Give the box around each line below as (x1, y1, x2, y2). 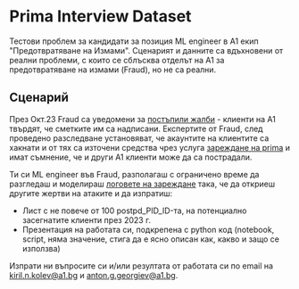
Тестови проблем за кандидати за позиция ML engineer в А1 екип (9, 36, 259, 46)
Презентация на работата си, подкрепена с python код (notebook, (21, 224, 275, 235)
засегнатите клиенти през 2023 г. (21, 214, 152, 225)
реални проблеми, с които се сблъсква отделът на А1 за (9, 54, 225, 65)
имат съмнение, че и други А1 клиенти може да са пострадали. (9, 152, 253, 162)
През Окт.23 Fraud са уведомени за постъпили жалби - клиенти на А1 (9, 113, 277, 124)
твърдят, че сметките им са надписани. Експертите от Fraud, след (9, 123, 263, 134)
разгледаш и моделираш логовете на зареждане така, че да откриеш (9, 178, 275, 189)
